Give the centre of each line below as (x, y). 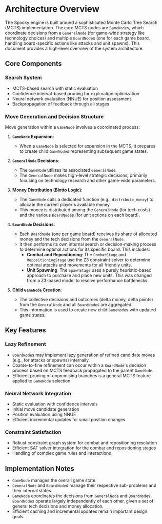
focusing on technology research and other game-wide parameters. (88, 180)
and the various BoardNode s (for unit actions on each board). (80, 215)
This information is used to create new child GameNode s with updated (88, 310)
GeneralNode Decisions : (36, 161)
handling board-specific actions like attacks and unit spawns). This (72, 43)
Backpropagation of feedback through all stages (61, 104)
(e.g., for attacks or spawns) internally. (51, 360)
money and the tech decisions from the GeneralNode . (72, 239)
